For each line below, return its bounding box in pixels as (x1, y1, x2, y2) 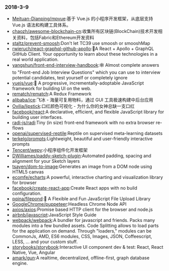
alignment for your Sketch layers (12, 158, 80, 164)
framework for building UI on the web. (12, 85, 92, 92)
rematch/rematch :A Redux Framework (12, 91, 92, 97)
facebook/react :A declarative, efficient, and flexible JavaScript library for (12, 109, 164, 115)
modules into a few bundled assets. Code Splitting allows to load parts (12, 222, 159, 229)
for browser (12, 179, 37, 186)
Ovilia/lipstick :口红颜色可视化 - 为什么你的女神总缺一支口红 (12, 103, 135, 109)
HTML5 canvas (12, 169, 44, 175)
